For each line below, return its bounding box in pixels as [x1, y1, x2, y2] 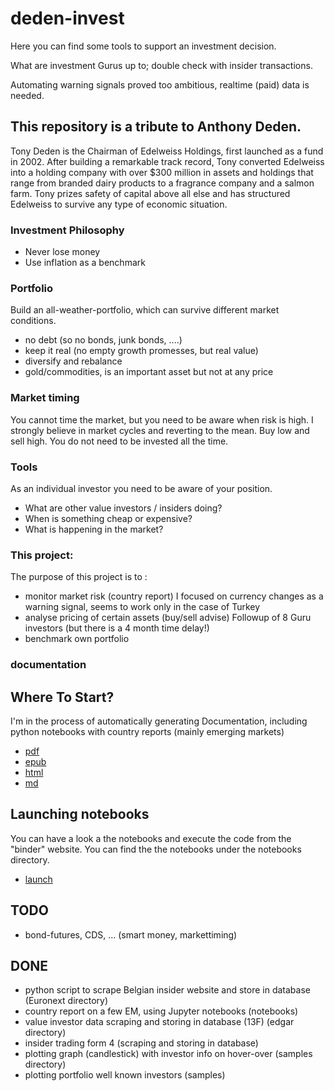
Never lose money [24, 246, 101, 258]
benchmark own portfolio [24, 633, 130, 645]
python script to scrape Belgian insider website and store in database [24, 984, 311, 996]
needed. [10, 89, 45, 101]
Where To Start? [10, 688, 115, 706]
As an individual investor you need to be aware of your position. [10, 482, 273, 494]
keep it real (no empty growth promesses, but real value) [24, 345, 259, 357]
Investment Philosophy [10, 223, 125, 237]
